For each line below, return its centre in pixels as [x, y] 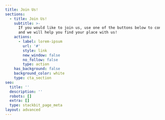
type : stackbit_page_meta [36, 105]
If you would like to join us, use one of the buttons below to [85, 28]
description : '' [26, 92]
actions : [23, 37]
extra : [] [19, 101]
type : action [36, 64]
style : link [35, 50]
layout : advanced [23, 110]
